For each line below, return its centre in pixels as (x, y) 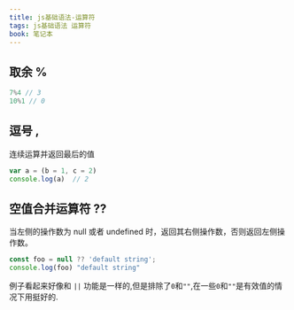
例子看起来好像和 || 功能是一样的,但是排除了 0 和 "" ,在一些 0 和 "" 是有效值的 (142, 286)
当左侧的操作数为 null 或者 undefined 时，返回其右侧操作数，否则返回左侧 (143, 232)
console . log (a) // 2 (49, 179)
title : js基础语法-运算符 (52, 17)
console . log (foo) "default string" (75, 268)
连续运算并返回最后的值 (52, 154)
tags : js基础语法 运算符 (50, 26)
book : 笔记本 (31, 34)
